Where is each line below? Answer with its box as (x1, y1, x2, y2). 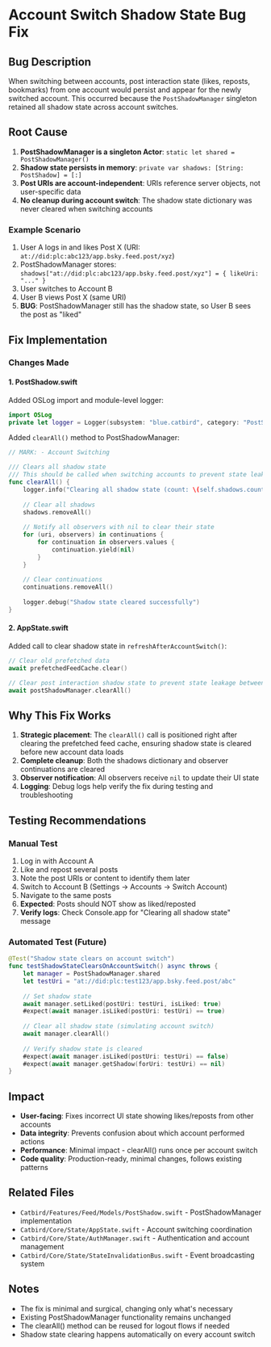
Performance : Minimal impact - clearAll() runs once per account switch (19, 1145, 258, 1156)
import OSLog (8, 410, 52, 419)
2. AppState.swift (8, 623, 69, 633)
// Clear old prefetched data (8, 657, 110, 665)
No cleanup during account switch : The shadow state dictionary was (19, 195, 252, 205)
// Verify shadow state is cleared (23, 1044, 143, 1053)
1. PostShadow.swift (8, 377, 78, 387)
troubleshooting (19, 790, 73, 800)
